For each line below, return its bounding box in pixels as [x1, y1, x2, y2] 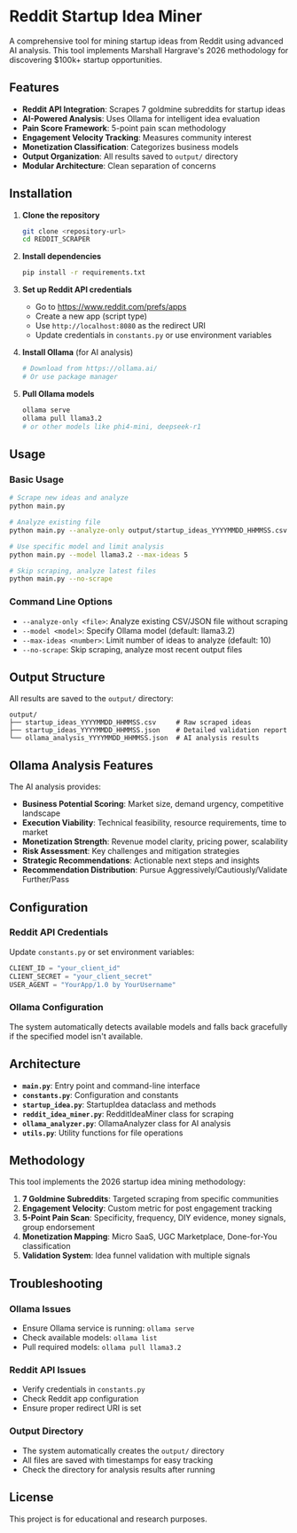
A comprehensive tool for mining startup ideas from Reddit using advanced [9, 36, 284, 46]
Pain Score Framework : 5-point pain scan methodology [21, 122, 227, 133]
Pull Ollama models [21, 388, 95, 399]
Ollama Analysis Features [9, 757, 153, 773]
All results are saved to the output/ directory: [9, 693, 175, 704]
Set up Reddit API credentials [21, 284, 133, 295]
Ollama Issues [9, 1302, 72, 1315]
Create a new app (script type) [35, 311, 148, 321]
